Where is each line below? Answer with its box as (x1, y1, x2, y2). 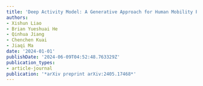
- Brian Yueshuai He (6, 25, 59, 32)
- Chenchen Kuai (6, 37, 47, 43)
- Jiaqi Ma (6, 43, 34, 49)
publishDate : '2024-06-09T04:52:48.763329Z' (6, 54, 120, 60)
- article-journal (6, 65, 53, 71)
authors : (6, 15, 28, 21)
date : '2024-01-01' (6, 48, 56, 55)
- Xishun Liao (6, 20, 42, 26)
